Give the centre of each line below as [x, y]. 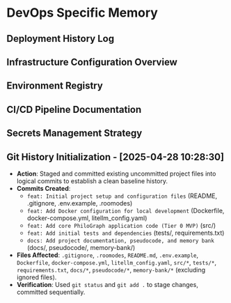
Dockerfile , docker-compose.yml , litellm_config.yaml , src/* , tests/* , [117, 262]
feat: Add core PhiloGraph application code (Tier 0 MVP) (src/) [121, 225]
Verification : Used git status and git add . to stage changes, [107, 284]
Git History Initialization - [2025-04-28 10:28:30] [115, 157]
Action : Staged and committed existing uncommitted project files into [116, 173]
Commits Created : [43, 188]
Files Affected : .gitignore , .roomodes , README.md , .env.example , [107, 255]
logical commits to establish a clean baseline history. [92, 181]
